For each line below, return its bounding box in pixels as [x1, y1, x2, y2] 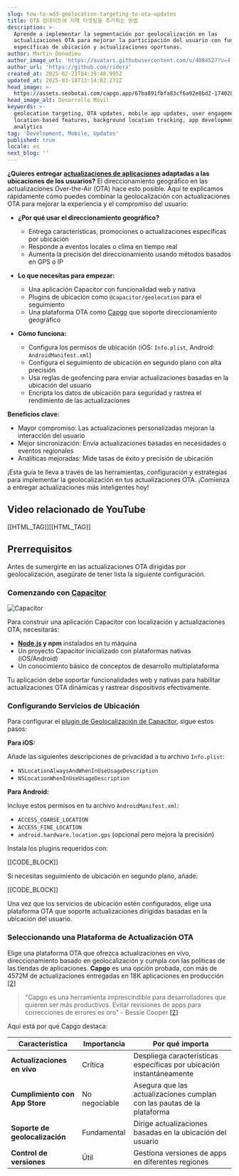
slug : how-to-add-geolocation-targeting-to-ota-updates [7, 10, 176, 18]
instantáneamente [133, 1068, 194, 1078]
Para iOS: [7, 739, 36, 747]
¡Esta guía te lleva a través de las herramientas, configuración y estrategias [7, 468, 228, 476]
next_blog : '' [7, 150, 50, 157]
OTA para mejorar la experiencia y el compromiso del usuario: [7, 200, 188, 208]
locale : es [7, 143, 40, 150]
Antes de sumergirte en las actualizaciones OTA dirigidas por [7, 562, 186, 571]
